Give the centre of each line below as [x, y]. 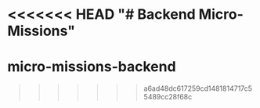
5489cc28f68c [168, 97]
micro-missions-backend [92, 67]
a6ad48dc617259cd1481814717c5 [198, 88]
